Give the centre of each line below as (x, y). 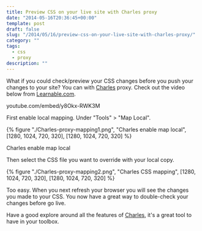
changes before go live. (36, 203)
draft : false (23, 29)
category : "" (23, 40)
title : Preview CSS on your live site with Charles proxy (82, 12)
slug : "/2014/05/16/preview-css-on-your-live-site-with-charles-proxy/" (101, 35)
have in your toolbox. (33, 221)
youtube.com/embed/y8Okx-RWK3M (53, 105)
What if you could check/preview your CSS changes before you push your (100, 81)
